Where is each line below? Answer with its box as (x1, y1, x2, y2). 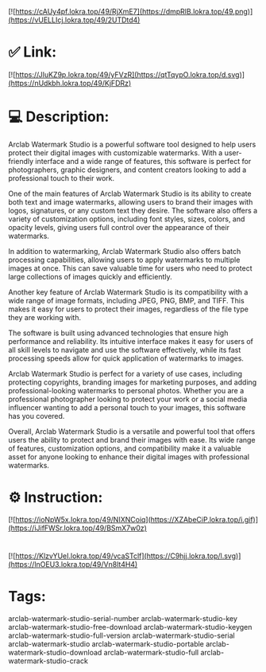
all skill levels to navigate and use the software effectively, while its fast (8, 345, 241, 354)
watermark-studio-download (8, 647, 102, 657)
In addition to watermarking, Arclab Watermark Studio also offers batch (8, 246, 241, 256)
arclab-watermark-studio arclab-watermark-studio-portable (8, 639, 205, 648)
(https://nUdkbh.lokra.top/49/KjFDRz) (8, 78, 132, 88)
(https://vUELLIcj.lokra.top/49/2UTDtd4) (8, 15, 141, 25)
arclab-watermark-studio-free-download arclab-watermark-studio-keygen (8, 622, 253, 631)
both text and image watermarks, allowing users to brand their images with (8, 197, 253, 206)
